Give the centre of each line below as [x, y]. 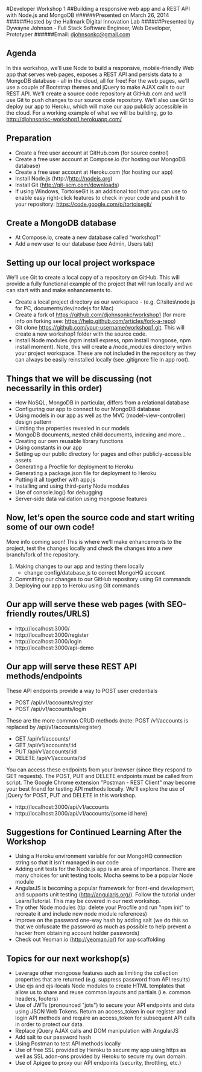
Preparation [29, 138]
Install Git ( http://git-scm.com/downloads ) [67, 185]
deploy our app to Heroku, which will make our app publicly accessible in [97, 106]
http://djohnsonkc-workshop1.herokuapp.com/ [64, 119]
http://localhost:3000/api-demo [54, 648]
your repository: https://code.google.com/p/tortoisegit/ [83, 204]
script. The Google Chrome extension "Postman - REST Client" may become [101, 782]
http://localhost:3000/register [52, 635]
